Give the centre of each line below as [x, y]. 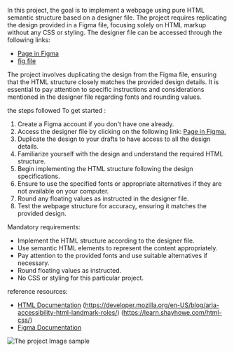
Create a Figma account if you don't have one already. [96, 124]
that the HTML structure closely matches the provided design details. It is [113, 82]
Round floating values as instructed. [69, 270]
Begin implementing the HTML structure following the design [105, 169]
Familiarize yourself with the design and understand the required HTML [120, 154]
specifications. [39, 176]
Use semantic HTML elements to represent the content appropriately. [117, 248]
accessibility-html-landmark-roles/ [67, 312]
